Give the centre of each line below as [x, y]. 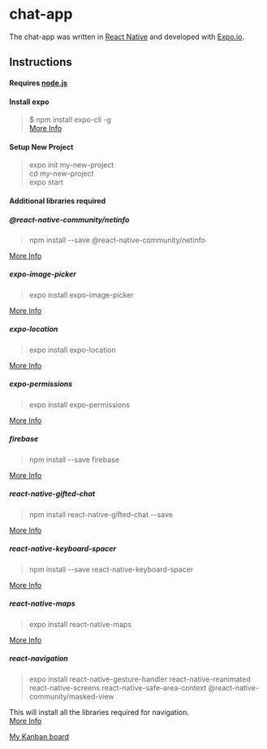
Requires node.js [39, 83]
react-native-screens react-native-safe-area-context [118, 687]
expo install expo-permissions [80, 404]
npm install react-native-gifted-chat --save [101, 514]
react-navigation [39, 659]
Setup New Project [41, 146]
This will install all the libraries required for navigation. [99, 712]
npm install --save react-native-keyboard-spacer [111, 569]
